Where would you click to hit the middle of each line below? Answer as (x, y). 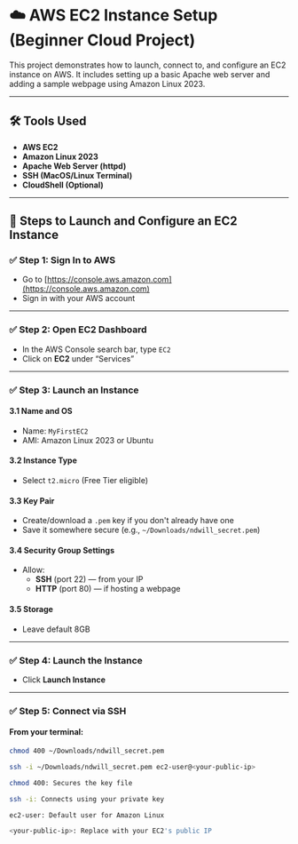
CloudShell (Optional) (63, 185)
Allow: (33, 570)
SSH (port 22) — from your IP (89, 579)
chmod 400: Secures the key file (71, 783)
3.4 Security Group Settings (62, 550)
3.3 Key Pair (32, 500)
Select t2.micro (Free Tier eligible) (85, 481)
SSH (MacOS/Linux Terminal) (77, 175)
